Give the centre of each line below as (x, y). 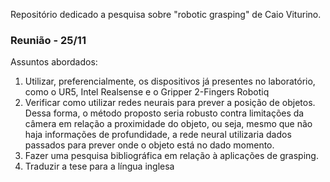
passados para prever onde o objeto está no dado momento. (149, 145)
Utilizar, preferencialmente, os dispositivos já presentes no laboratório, (170, 81)
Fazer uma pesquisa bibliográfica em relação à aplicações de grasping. (171, 156)
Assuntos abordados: (54, 62)
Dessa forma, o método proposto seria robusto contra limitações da (164, 113)
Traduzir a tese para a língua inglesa (99, 166)
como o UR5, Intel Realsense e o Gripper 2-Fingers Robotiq (147, 92)
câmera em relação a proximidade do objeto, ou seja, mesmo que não (168, 124)
